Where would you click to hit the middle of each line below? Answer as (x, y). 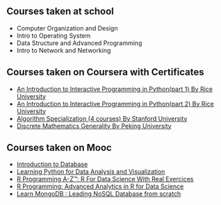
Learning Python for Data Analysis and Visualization (91, 172)
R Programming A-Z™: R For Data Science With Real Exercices (105, 179)
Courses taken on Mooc (59, 148)
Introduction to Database (52, 164)
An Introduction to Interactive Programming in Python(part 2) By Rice (115, 104)
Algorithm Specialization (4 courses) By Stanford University (102, 118)
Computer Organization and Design (67, 28)
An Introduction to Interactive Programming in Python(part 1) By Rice (115, 89)
